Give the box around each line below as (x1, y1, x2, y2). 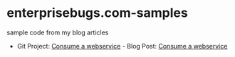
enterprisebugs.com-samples (6, 5, 188, 21)
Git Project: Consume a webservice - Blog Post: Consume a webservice (16, 42, 228, 50)
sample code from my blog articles (6, 28, 109, 37)
